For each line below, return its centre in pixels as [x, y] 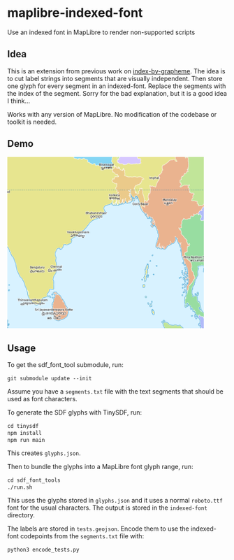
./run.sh [20, 487]
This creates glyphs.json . [44, 453]
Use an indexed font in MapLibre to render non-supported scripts [101, 32]
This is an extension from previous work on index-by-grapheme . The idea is [116, 71]
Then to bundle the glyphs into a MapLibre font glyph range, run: [100, 467]
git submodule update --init [50, 379]
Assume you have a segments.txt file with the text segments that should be [115, 392]
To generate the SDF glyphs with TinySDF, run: [75, 412]
